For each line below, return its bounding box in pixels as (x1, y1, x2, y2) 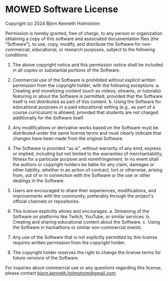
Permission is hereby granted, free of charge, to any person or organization (5, 30, 163, 36)
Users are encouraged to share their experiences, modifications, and (12, 187, 156, 194)
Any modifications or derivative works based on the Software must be (12, 124, 158, 131)
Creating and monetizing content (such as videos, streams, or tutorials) (12, 87, 161, 93)
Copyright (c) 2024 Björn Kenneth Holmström (5, 20, 100, 26)
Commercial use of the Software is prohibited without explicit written (12, 77, 156, 83)
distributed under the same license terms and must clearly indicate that (12, 130, 161, 136)
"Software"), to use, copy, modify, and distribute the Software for (5, 41, 141, 47)
